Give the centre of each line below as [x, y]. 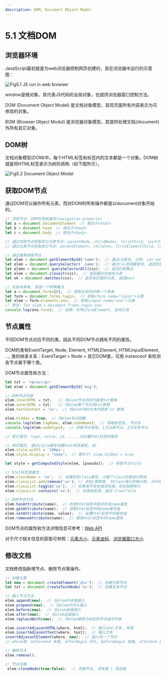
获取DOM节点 [26, 190]
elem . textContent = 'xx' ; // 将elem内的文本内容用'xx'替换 [64, 410]
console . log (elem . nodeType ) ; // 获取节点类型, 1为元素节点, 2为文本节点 [77, 427]
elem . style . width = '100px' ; [35, 450]
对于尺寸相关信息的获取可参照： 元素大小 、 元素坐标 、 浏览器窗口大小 [74, 539]
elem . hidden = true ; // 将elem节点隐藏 [45, 419]
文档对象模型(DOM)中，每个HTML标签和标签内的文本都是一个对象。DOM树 [82, 158]
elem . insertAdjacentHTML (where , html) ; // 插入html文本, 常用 [69, 628]
